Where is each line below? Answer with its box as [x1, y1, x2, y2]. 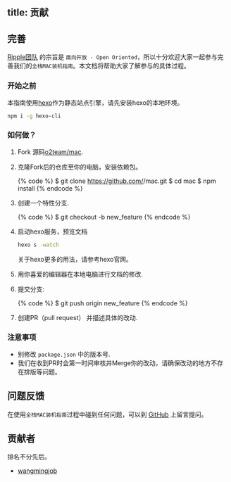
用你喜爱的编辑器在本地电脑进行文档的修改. [17, 269, 143, 278]
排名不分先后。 [7, 452, 51, 461]
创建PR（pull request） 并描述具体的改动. [17, 313, 138, 322]
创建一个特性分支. [17, 198, 69, 207]
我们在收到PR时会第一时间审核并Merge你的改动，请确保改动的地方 [17, 358, 211, 367]
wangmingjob [17, 467, 58, 475]
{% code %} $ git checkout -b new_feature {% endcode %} [17, 213, 191, 221]
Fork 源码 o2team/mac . [17, 147, 84, 156]
